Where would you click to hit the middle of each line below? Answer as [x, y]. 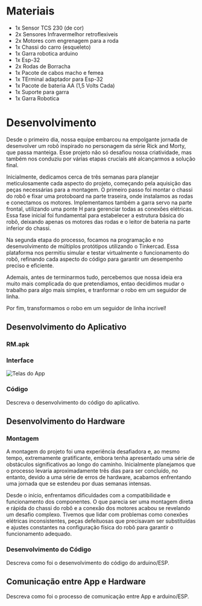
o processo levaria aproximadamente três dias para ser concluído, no [92, 471]
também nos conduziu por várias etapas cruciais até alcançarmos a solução [101, 159]
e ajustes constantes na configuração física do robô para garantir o [90, 528]
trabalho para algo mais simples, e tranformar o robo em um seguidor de [96, 290]
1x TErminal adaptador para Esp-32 [59, 79]
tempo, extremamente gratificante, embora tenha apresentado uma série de [100, 458]
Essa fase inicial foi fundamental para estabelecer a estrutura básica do [95, 215]
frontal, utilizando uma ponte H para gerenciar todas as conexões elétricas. [100, 209]
